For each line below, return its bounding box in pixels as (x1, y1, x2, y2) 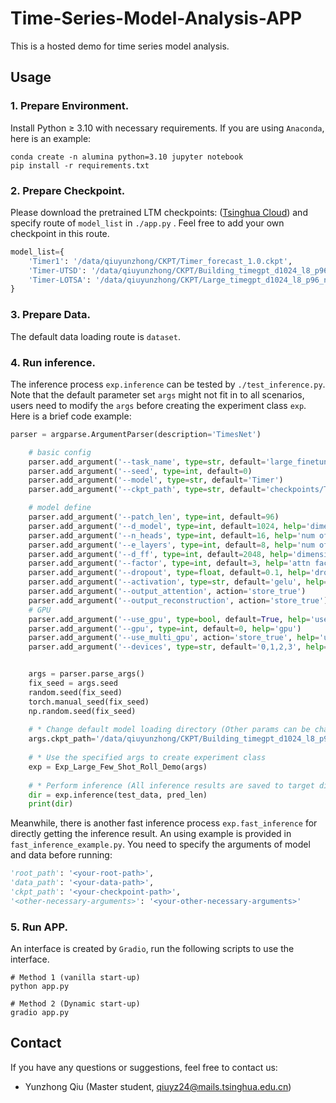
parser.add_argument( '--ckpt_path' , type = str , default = (28, 485, 267, 495)
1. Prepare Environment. (10, 99, 130, 113)
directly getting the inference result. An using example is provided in (10, 828, 292, 840)
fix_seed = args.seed (28, 678, 118, 689)
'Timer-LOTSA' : (28, 275, 92, 285)
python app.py (10, 982, 70, 992)
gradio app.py (10, 1008, 70, 1018)
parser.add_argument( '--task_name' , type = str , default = (28, 457, 267, 467)
